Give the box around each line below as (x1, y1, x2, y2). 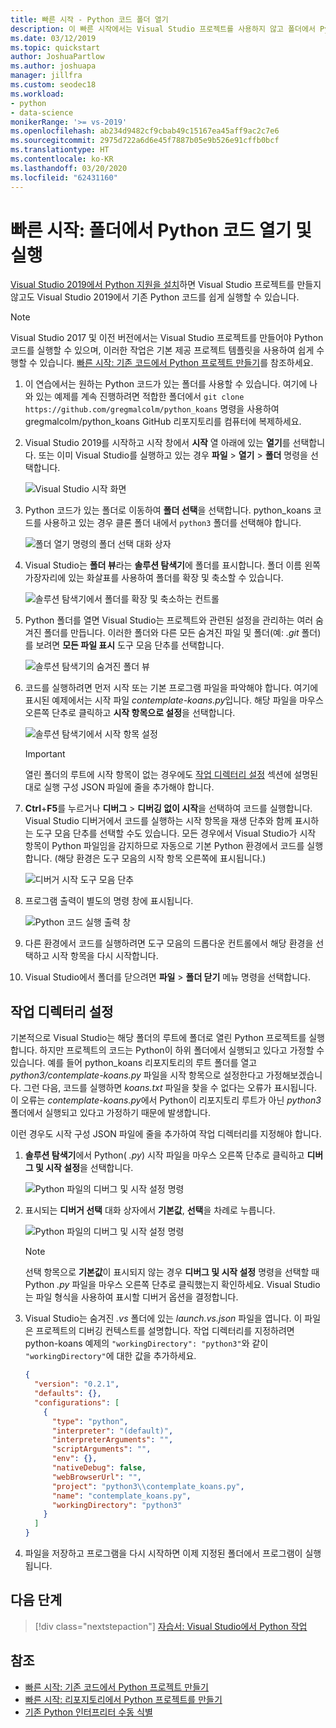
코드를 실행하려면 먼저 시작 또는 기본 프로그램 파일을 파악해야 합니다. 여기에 (24, 682, 319, 694)
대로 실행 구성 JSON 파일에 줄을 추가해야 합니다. (24, 781, 215, 793)
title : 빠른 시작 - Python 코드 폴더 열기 (10, 14, 169, 25)
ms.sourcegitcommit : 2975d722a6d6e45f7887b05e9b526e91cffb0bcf (10, 136, 280, 146)
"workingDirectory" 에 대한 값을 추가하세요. (24, 1350, 197, 1362)
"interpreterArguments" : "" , (51, 1435, 174, 1445)
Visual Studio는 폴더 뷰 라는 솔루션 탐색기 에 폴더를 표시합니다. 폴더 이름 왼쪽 (24, 559, 321, 571)
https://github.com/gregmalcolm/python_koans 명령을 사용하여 (24, 403, 280, 415)
